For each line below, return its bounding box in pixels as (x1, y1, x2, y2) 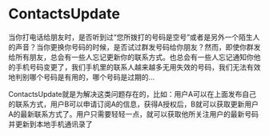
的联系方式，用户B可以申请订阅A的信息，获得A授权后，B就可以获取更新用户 (8, 99, 259, 109)
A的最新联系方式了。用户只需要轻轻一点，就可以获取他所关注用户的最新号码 (8, 109, 259, 118)
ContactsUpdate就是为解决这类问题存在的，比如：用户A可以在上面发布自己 (8, 89, 256, 98)
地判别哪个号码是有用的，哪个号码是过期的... (8, 72, 155, 82)
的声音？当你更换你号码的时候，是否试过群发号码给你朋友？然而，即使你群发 (8, 42, 261, 52)
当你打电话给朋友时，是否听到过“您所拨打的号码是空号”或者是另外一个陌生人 (8, 32, 260, 42)
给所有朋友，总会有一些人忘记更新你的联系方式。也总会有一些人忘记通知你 (8, 52, 254, 62)
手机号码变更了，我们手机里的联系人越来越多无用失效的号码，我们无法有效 (14, 62, 261, 72)
